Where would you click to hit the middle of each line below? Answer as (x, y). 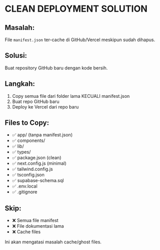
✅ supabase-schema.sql (38, 181)
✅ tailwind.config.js (33, 169)
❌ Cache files (26, 232)
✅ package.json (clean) (37, 158)
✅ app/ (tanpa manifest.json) (42, 135)
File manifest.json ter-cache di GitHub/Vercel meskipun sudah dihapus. (80, 40)
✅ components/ (28, 140)
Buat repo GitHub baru (36, 101)
